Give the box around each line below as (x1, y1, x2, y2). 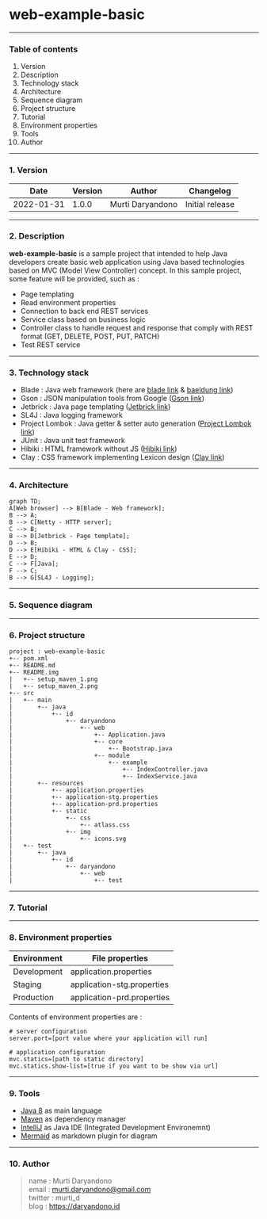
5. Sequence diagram (9, 600, 93, 611)
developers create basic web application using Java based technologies (9, 257, 245, 266)
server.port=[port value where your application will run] (9, 1034, 208, 1042)
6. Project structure (9, 629, 86, 640)
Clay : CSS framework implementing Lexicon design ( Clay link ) (20, 453, 225, 462)
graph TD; (9, 498, 42, 506)
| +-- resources (9, 779, 84, 788)
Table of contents (9, 44, 78, 55)
